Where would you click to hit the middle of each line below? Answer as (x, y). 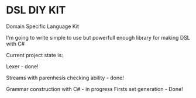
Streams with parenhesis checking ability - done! (65, 78)
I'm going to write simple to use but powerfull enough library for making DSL (98, 37)
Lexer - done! (23, 66)
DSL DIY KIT (36, 10)
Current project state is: (35, 55)
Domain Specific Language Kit (42, 26)
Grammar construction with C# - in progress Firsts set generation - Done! (94, 89)
